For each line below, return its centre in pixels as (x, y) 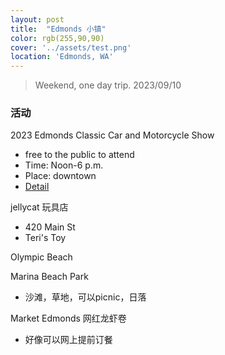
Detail (37, 187)
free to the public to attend (79, 155)
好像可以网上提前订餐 (68, 340)
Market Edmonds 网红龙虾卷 (68, 318)
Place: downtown (60, 176)
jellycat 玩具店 (39, 207)
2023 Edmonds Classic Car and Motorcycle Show (112, 135)
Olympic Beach (41, 257)
